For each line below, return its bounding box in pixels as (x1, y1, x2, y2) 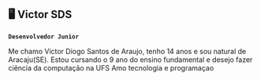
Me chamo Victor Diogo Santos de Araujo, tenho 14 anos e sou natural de (8, 46, 247, 56)
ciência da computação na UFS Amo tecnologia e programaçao (8, 63, 214, 72)
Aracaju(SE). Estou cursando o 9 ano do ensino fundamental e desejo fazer (8, 55, 253, 64)
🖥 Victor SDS (8, 8, 73, 21)
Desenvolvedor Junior (8, 32, 80, 41)
